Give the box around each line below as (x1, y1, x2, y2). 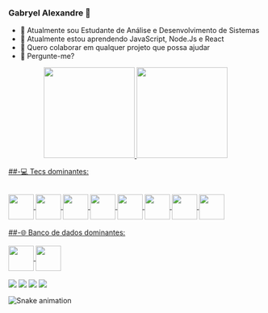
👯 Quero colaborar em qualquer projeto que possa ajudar (19, 43, 211, 52)
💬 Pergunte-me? (19, 52, 75, 61)
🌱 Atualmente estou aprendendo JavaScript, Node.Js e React (19, 34, 224, 44)
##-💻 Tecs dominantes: (8, 167, 89, 177)
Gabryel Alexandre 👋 (8, 7, 91, 19)
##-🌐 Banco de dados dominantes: (8, 227, 126, 237)
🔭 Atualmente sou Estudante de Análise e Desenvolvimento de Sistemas (19, 26, 260, 35)
